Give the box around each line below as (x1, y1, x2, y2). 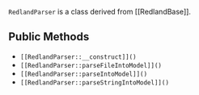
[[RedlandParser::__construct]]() (19, 52, 137, 61)
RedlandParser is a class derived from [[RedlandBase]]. (8, 7, 192, 16)
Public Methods (8, 30, 90, 43)
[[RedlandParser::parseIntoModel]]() (19, 70, 148, 78)
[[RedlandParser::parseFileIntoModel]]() (19, 61, 162, 69)
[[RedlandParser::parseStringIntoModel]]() (19, 78, 170, 87)
